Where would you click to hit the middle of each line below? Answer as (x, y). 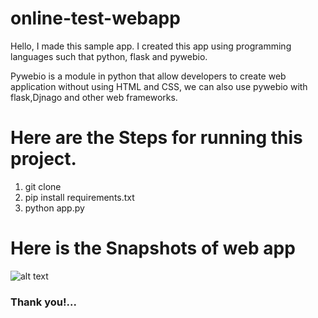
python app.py (54, 208)
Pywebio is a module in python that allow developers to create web (148, 76)
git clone (43, 186)
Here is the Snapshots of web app (153, 248)
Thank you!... (43, 302)
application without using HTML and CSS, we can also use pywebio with (159, 86)
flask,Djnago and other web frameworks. (94, 97)
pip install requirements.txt (79, 197)
